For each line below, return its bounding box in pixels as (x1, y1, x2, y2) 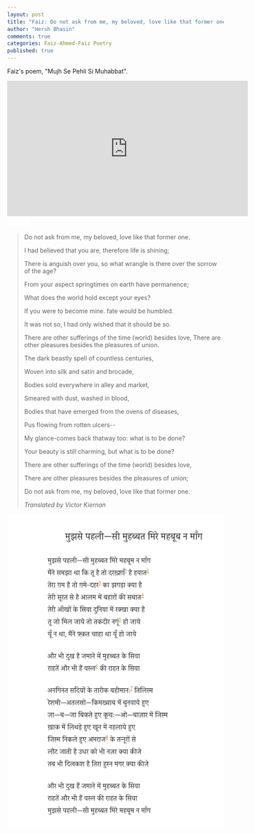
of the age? (23, 267, 57, 275)
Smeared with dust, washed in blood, (23, 394, 129, 402)
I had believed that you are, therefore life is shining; (23, 246, 170, 254)
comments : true (7, 33, 51, 40)
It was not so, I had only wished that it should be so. (23, 320, 172, 328)
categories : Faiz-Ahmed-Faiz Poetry (7, 40, 112, 47)
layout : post (7, 11, 45, 18)
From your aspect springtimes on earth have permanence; (23, 281, 189, 288)
